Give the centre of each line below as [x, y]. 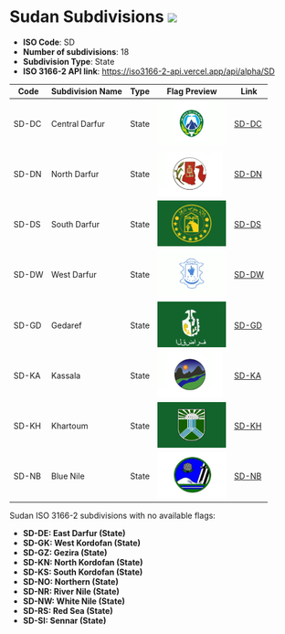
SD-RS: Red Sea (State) [68, 610]
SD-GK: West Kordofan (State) [82, 543]
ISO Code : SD [49, 42]
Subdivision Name [87, 91]
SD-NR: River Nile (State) [71, 591]
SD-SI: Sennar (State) [64, 620]
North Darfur [75, 174]
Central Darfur [78, 123]
